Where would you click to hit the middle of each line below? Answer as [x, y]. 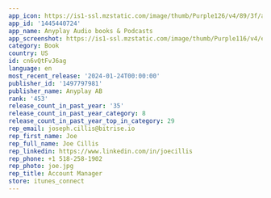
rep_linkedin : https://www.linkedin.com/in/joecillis [101, 151]
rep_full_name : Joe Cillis [54, 143]
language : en [30, 69]
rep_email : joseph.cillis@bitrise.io [72, 128]
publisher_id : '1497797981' [56, 83]
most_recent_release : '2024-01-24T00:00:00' [84, 76]
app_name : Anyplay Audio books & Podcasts [81, 31]
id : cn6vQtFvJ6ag [38, 61]
